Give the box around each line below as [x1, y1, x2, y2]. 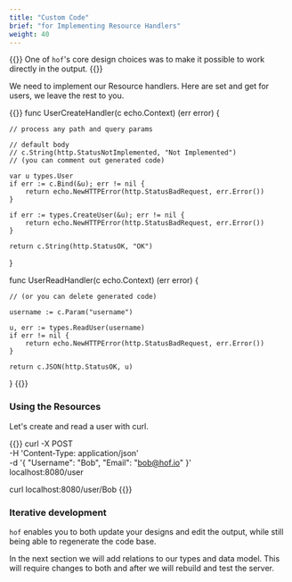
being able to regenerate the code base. [9, 536, 157, 546]
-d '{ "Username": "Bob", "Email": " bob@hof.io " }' [9, 457, 191, 468]
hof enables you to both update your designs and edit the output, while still [9, 526, 284, 536]
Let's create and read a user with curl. [9, 420, 149, 431]
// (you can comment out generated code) [9, 156, 166, 165]
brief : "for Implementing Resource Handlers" [9, 21, 181, 30]
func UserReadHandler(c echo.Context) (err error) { [9, 275, 199, 286]
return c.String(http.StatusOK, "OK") [9, 242, 153, 251]
